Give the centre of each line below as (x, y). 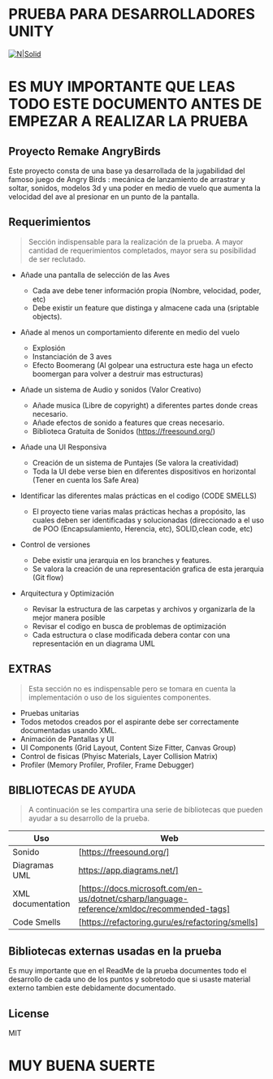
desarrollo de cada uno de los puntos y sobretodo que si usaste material (130, 979)
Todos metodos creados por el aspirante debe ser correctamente (130, 721)
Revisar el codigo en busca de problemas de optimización (129, 626)
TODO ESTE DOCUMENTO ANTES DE (135, 104)
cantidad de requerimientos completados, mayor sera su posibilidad (142, 250)
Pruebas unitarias (50, 713)
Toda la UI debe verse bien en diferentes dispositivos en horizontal (144, 471)
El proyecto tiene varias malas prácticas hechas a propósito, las (139, 511)
